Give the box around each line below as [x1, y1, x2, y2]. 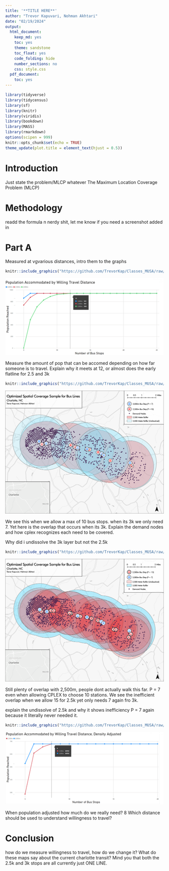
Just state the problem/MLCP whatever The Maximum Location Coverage [5, 179, 157, 185]
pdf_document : [10, 72, 39, 77]
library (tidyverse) [5, 92, 46, 97]
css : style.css [14, 67, 46, 72]
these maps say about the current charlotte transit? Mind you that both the [5, 854, 159, 860]
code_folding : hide [14, 56, 55, 61]
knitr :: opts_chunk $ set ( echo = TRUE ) [5, 140, 82, 145]
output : [5, 24, 22, 29]
